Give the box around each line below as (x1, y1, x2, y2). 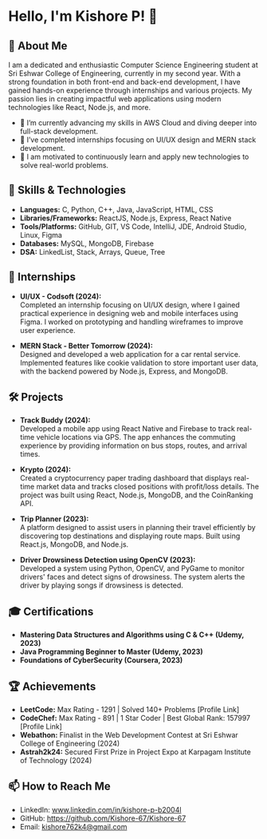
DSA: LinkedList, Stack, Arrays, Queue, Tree (19, 247, 166, 256)
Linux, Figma (19, 230, 62, 239)
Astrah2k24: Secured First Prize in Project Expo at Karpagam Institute (19, 747, 251, 757)
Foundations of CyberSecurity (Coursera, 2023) (19, 655, 183, 665)
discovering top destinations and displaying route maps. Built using (19, 531, 241, 541)
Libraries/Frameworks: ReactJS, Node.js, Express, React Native (19, 213, 232, 223)
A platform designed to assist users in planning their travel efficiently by (19, 523, 257, 532)
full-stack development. (19, 127, 98, 136)
